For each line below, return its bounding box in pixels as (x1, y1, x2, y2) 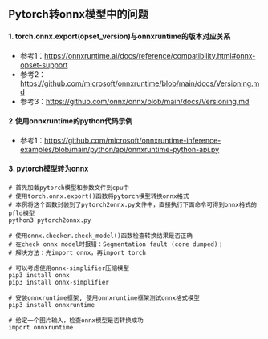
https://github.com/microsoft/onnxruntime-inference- (43, 135, 221, 145)
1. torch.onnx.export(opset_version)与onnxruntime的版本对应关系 (8, 31, 231, 41)
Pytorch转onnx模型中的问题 (8, 7, 148, 22)
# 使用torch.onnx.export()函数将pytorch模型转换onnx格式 (8, 192, 189, 200)
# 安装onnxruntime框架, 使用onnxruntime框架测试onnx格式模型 (8, 294, 201, 302)
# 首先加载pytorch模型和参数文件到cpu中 (8, 184, 130, 192)
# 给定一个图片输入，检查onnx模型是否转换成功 (8, 317, 144, 325)
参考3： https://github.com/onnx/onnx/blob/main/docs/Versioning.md (19, 96, 250, 106)
